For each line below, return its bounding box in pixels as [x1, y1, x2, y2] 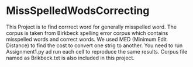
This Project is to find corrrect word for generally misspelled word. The [6, 23, 177, 30]
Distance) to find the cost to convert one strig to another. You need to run [6, 42, 183, 49]
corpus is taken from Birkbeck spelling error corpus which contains [6, 29, 168, 36]
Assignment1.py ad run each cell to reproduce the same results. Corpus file [6, 48, 188, 55]
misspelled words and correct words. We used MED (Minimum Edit [6, 36, 167, 43]
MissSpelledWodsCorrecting [6, 4, 150, 17]
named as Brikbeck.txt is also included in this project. [6, 54, 135, 61]
